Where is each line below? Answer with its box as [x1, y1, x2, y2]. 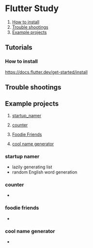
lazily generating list [12, 164, 52, 170]
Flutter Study [5, 3, 59, 14]
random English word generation [12, 169, 77, 175]
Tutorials [5, 43, 32, 52]
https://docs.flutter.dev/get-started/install [5, 69, 88, 75]
